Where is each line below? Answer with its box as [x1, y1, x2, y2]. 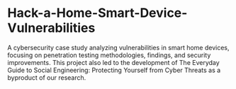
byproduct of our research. [7, 73, 86, 82]
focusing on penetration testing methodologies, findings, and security [7, 51, 211, 59]
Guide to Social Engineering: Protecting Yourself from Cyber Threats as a [7, 66, 221, 74]
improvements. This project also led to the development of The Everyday [7, 58, 220, 66]
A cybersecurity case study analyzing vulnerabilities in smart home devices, [7, 43, 230, 52]
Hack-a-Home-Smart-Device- [7, 5, 188, 21]
